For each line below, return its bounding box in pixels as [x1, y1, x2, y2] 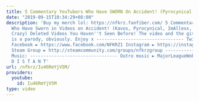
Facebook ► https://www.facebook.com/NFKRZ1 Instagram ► [11, 42, 155, 48]
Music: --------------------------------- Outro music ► [11, 53, 155, 59]
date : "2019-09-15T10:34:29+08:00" [6, 14, 94, 20]
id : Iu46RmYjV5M [17, 81, 57, 87]
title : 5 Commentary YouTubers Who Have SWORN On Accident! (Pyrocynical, [6, 8, 195, 15]
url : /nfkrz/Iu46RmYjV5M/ [6, 64, 70, 70]
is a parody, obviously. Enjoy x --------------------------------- [11, 36, 184, 42]
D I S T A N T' [11, 58, 49, 64]
